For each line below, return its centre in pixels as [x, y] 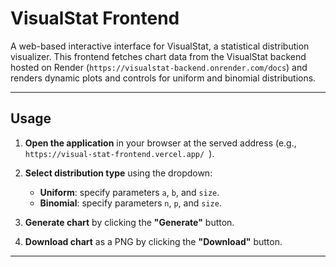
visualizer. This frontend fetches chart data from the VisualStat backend [158, 56]
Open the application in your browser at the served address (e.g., [160, 143]
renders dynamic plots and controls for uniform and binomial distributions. [163, 78]
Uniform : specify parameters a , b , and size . [129, 192]
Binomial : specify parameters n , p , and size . [130, 203]
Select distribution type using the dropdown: [118, 173]
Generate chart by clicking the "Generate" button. [129, 222]
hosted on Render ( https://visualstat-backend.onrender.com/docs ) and [159, 67]
